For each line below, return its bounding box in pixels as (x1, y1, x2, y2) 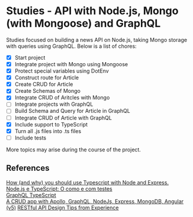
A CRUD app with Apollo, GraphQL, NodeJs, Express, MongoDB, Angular (6, 197, 184, 205)
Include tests (14, 134, 46, 141)
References (6, 163, 50, 173)
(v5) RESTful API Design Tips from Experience (6, 204, 119, 211)
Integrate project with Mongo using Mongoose (14, 61, 128, 67)
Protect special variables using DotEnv (14, 67, 110, 75)
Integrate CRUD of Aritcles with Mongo (14, 94, 110, 101)
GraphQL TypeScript (6, 191, 56, 199)
